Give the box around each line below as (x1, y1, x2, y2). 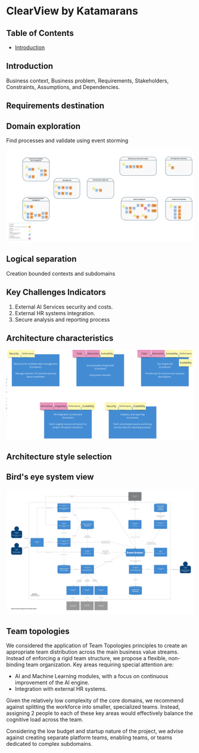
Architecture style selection (6, 452, 112, 462)
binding (6, 661, 25, 668)
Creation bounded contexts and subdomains (6, 270, 116, 277)
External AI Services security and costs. (14, 303, 113, 310)
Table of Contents (6, 28, 74, 38)
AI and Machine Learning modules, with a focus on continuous (14, 673, 169, 680)
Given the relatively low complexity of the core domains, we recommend (6, 697, 184, 704)
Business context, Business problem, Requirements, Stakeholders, (6, 77, 169, 84)
